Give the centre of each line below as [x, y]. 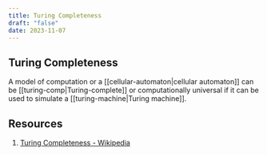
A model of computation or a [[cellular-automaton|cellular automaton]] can [131, 82]
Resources [36, 124]
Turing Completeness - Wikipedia [75, 143]
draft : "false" [34, 23]
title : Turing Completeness [55, 15]
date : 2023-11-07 [37, 30]
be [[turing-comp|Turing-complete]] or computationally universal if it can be [134, 90]
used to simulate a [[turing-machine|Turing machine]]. [98, 99]
